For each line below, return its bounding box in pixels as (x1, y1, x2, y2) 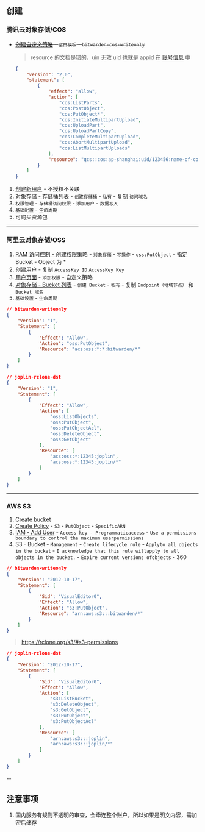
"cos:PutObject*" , (59, 111, 106, 117)
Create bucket (15, 516, 51, 523)
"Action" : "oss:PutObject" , (38, 340, 111, 346)
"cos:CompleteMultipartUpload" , (59, 133, 142, 140)
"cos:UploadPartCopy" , (59, 128, 117, 134)
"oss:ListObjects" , (49, 414, 99, 420)
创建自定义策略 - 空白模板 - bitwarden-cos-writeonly (15, 40, 145, 48)
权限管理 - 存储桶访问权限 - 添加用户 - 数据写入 (15, 200, 118, 207)
